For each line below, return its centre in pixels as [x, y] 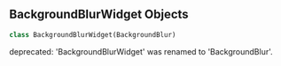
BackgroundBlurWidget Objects [99, 15]
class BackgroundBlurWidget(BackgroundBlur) [93, 34]
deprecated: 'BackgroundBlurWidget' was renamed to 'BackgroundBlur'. [141, 51]
